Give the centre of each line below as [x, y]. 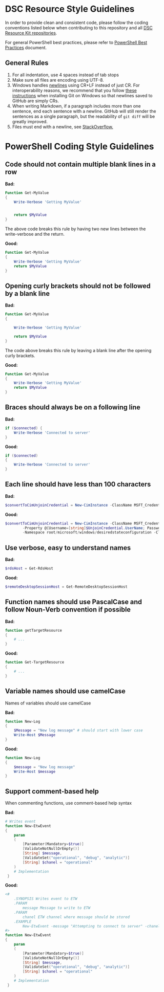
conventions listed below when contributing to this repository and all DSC [79, 27]
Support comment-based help [52, 791]
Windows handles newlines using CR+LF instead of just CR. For [76, 85]
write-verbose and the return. [35, 234]
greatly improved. [30, 121]
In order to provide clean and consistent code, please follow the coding [77, 22]
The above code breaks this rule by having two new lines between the [75, 229]
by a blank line [27, 294]
